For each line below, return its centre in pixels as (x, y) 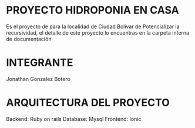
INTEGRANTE (40, 63)
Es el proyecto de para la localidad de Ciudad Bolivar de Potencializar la (93, 26)
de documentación (29, 39)
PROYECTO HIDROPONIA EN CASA (93, 10)
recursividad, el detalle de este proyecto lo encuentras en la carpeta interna (98, 32)
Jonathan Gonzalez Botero (38, 79)
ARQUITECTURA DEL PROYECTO (88, 103)
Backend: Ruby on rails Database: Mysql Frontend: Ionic (74, 119)
